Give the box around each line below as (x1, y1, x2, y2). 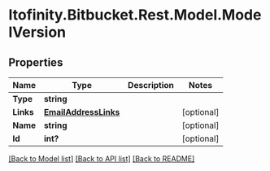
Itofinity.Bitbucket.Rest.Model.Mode (8, 6, 262, 24)
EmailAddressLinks (43, 107, 120, 117)
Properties (8, 55, 63, 69)
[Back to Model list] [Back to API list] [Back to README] (8, 154, 195, 164)
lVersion (8, 23, 67, 42)
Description (127, 80, 175, 90)
